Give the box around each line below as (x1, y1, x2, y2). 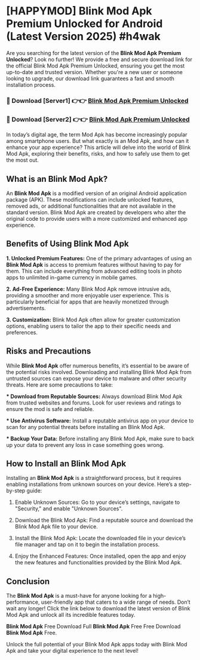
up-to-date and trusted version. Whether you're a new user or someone (6, 68, 183, 75)
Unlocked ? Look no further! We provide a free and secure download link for (6, 56, 193, 63)
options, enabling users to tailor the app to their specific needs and (6, 322, 171, 330)
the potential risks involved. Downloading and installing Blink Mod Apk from (6, 368, 192, 375)
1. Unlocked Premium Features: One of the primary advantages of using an (6, 254, 192, 261)
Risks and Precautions (6, 346, 91, 357)
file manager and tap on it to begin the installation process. (14, 541, 160, 548)
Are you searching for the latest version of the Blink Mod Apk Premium (6, 49, 181, 56)
